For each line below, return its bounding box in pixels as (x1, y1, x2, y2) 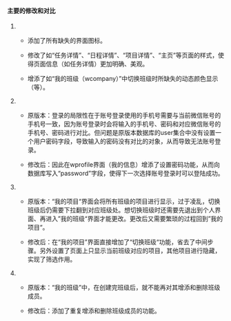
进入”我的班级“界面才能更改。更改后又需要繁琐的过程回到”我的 (46, 214, 223, 223)
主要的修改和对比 (7, 6, 56, 15)
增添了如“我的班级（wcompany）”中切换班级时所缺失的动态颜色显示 (27, 75, 219, 83)
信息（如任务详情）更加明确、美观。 (46, 59, 149, 68)
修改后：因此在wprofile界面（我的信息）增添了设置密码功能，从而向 (27, 160, 221, 169)
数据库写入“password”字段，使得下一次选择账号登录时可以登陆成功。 (27, 169, 224, 178)
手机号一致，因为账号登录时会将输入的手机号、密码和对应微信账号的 (27, 120, 221, 128)
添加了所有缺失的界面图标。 (27, 37, 107, 45)
